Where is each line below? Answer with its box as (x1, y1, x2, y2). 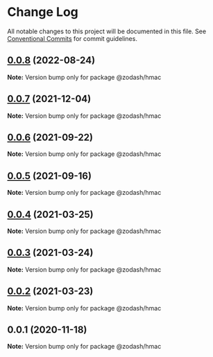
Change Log (7, 4, 78, 20)
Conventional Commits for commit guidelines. (7, 34, 137, 42)
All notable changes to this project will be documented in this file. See (7, 27, 207, 35)
